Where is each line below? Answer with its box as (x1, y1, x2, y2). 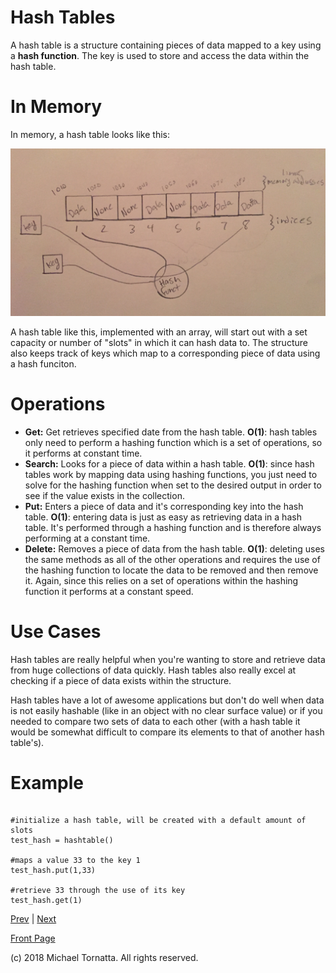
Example (10, 771, 84, 794)
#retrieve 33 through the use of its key (10, 886, 186, 896)
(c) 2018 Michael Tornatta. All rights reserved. (10, 952, 199, 964)
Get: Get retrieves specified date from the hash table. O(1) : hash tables (24, 426, 318, 438)
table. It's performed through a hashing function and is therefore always (24, 521, 322, 533)
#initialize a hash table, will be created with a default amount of (10, 816, 307, 826)
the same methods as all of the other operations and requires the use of (24, 553, 321, 565)
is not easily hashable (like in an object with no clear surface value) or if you (10, 704, 323, 716)
